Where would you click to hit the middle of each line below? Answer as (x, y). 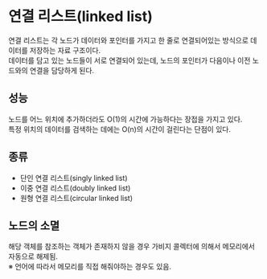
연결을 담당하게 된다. (62, 70)
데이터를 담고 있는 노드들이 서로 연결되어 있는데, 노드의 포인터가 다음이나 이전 (129, 60)
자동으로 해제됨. (33, 256)
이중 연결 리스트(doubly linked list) (75, 188)
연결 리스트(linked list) (80, 16)
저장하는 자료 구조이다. (65, 50)
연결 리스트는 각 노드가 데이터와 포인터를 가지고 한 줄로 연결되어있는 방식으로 (129, 40)
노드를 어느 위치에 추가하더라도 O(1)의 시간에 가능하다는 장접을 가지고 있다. (125, 119)
